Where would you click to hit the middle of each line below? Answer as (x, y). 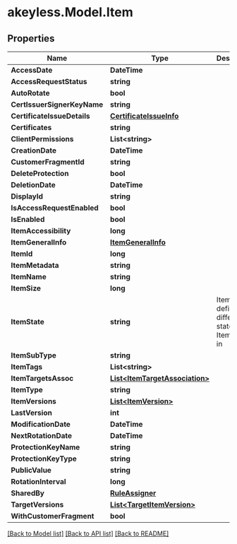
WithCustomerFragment (53, 516)
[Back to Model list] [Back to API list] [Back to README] (88, 533)
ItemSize (26, 288)
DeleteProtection (40, 173)
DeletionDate (33, 185)
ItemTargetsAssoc (42, 378)
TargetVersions (37, 504)
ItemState (28, 322)
